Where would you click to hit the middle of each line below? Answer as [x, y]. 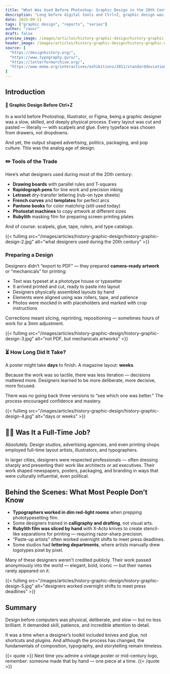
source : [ [16, 48]
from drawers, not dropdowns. [37, 132]
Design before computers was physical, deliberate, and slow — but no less [83, 620]
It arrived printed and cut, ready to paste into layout [66, 287]
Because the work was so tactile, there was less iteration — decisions [78, 375]
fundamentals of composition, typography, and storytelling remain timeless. [84, 646]
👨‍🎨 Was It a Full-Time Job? [48, 432]
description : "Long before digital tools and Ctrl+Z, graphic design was [85, 15]
